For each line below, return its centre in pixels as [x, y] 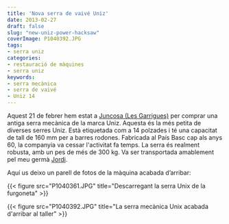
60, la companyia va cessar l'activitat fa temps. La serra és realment [104, 145]
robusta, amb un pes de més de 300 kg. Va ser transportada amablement [111, 152]
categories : [24, 58]
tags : [15, 45]
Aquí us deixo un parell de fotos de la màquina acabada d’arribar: [99, 173]
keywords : [21, 77]
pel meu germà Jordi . [37, 159]
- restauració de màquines [46, 64]
